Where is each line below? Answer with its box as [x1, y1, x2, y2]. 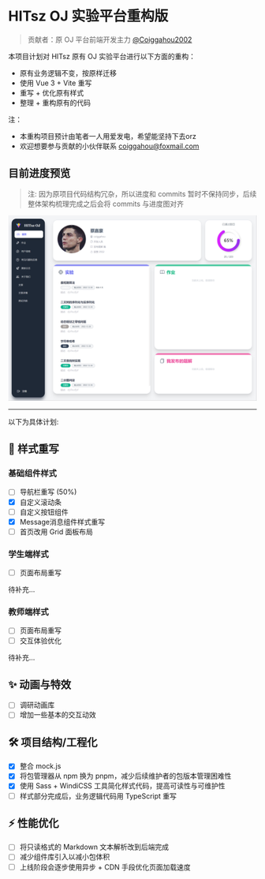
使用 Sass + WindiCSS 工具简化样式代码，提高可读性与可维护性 [19, 781, 226, 791]
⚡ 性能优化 [8, 816, 59, 829]
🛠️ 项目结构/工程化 [8, 735, 98, 749]
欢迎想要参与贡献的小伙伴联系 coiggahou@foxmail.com [19, 141, 200, 151]
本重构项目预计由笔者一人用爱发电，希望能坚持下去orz [19, 131, 197, 140]
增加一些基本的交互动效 [19, 710, 96, 720]
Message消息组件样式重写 [19, 517, 105, 526]
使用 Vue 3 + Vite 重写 [19, 78, 92, 88]
